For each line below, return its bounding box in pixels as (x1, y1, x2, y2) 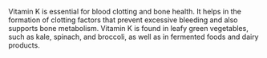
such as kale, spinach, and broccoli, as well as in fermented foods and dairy (8, 32, 259, 41)
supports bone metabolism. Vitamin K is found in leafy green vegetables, (8, 24, 249, 33)
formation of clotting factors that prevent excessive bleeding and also (8, 15, 238, 25)
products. (8, 41, 40, 50)
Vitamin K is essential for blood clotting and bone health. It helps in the (8, 7, 242, 16)
